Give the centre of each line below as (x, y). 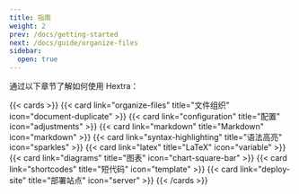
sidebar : (26, 51)
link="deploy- (265, 169)
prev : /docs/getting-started (64, 34)
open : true (38, 59)
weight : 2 (28, 26)
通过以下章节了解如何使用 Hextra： (74, 86)
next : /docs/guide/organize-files (74, 43)
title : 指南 (30, 18)
